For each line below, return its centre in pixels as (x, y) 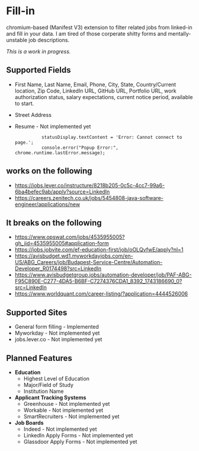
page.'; (24, 142)
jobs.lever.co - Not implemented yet (58, 339)
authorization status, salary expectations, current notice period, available (104, 97)
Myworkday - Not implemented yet (57, 333)
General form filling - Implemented (57, 327)
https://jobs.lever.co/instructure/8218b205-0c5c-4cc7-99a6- (89, 185)
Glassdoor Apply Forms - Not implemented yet (80, 442)
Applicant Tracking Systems (50, 398)
